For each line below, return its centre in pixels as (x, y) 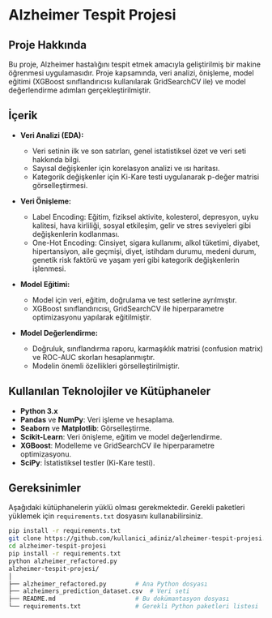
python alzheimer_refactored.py (63, 561)
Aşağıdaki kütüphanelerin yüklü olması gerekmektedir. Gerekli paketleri (127, 508)
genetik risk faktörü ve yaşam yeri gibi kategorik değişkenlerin (136, 260)
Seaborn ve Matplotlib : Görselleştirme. (86, 428)
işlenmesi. (49, 268)
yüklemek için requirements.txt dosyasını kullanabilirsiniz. (106, 516)
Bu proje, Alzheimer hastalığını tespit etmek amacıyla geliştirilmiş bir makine (135, 64)
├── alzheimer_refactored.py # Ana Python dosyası (108, 584)
